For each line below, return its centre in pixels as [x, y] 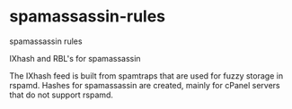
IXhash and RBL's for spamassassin [75, 58]
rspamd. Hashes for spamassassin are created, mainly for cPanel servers [145, 85]
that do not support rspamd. [62, 95]
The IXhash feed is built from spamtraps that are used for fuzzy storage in [146, 75]
